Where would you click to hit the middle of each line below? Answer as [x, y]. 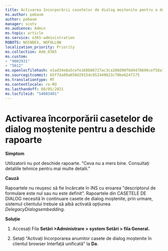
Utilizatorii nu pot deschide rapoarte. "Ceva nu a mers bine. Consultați [77, 163]
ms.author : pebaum [24, 15]
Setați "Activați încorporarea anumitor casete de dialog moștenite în [82, 238]
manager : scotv [21, 24]
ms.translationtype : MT [30, 80]
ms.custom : [16, 56]
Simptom [15, 154]
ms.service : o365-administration [40, 38]
